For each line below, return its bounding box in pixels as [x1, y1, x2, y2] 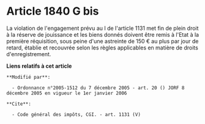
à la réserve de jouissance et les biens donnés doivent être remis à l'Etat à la [6, 31, 199, 38]
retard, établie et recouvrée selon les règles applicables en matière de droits [6, 44, 199, 51]
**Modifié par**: [6, 74, 51, 80]
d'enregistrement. [6, 50, 51, 57]
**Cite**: [6, 101, 32, 107]
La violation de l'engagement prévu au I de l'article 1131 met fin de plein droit [6, 24, 199, 32]
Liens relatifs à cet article [6, 62, 72, 70]
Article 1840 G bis [6, 4, 99, 18]
